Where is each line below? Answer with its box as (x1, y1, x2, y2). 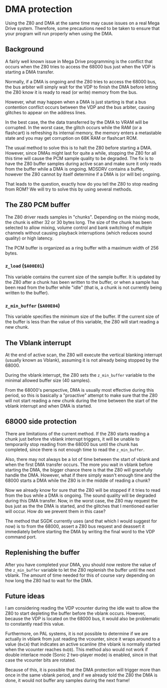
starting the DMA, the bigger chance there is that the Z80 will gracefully (5, 466, 153, 472)
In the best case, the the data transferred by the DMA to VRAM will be (5, 119, 149, 125)
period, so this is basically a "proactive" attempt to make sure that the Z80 (5, 392, 158, 398)
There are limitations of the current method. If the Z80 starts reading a (5, 431, 150, 437)
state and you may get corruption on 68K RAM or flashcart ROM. (5, 135, 138, 141)
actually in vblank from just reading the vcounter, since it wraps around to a (5, 636, 160, 642)
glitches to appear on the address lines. (5, 109, 86, 115)
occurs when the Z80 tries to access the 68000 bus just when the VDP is (5, 63, 156, 69)
